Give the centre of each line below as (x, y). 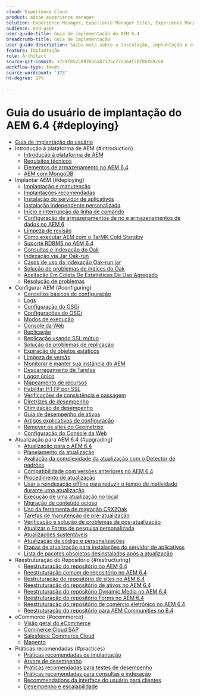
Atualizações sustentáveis (56, 535)
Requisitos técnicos (48, 161)
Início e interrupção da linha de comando (74, 212)
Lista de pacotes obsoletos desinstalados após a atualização (98, 554)
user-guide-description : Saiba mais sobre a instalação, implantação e (97, 45)
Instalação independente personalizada (72, 206)
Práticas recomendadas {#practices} (60, 649)
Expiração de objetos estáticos (62, 351)
